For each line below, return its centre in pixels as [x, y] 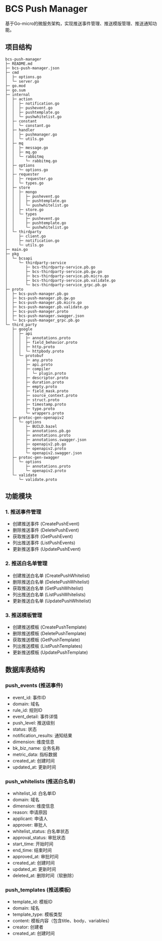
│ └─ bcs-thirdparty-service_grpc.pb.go [56, 285]
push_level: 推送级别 [34, 723]
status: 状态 [24, 729]
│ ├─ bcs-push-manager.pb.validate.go [47, 307]
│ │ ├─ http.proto [33, 347]
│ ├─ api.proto [32, 365]
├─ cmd [12, 72]
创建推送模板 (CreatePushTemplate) [50, 627]
